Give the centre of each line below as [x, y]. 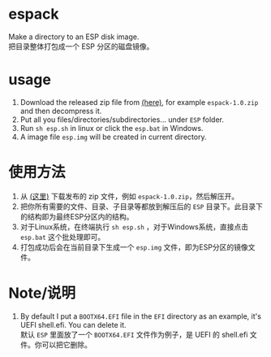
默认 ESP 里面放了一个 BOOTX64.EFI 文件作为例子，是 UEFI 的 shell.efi [134, 334]
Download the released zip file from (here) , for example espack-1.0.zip [139, 102]
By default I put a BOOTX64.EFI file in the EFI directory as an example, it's [141, 316]
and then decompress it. [61, 111]
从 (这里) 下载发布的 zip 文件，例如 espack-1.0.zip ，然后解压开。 [129, 196]
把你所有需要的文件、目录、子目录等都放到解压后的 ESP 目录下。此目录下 [142, 206]
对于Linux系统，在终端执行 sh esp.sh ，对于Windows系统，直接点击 [134, 226]
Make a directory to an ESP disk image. [74, 37]
